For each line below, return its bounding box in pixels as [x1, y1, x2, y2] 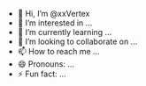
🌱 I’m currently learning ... [17, 27, 112, 37]
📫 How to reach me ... [17, 47, 100, 56]
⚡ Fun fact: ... [17, 68, 66, 79]
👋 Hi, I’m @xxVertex [17, 9, 90, 18]
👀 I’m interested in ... [17, 18, 93, 28]
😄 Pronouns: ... [17, 59, 75, 69]
